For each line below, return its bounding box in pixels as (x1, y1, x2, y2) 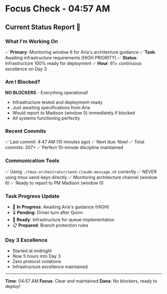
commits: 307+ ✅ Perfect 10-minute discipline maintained (5, 145, 123, 150)
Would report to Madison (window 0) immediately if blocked (12, 110, 135, 116)
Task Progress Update (5, 192, 60, 199)
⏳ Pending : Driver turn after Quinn (12, 210, 83, 216)
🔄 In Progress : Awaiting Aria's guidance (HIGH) (12, 204, 109, 210)
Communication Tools (5, 157, 60, 164)
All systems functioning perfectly (12, 115, 81, 121)
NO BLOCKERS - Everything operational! (5, 90, 88, 96)
